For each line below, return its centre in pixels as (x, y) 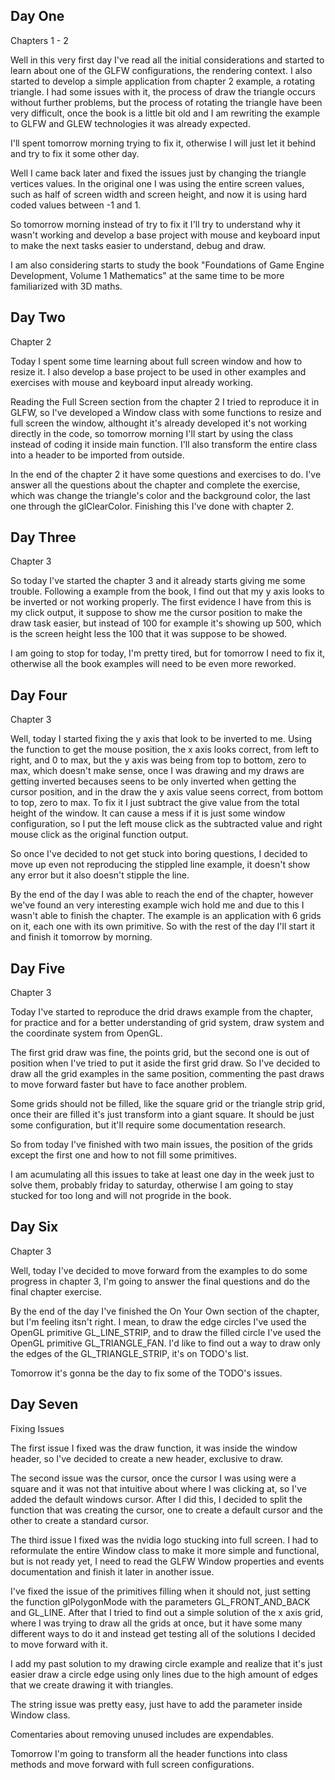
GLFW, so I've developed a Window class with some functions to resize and (166, 412)
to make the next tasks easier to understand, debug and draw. (138, 245)
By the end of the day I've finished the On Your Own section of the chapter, (165, 1311)
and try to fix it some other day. (75, 153)
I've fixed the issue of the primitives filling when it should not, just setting (160, 1591)
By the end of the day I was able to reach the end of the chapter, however (162, 895)
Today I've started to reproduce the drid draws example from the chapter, (161, 1012)
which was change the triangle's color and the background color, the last (160, 495)
